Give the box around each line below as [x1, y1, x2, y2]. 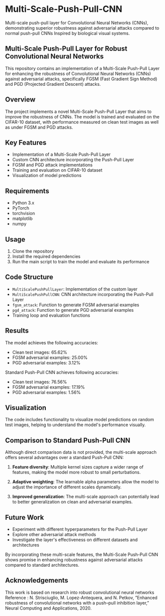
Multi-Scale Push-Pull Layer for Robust [5, 44, 128, 53]
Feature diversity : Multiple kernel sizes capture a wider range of [12, 464, 144, 470]
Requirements [5, 186, 49, 195]
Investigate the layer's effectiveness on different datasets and [12, 537, 138, 543]
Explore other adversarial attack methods [12, 532, 96, 538]
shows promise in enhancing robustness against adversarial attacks [5, 557, 143, 563]
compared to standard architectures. [5, 562, 80, 568]
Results [5, 326, 29, 335]
